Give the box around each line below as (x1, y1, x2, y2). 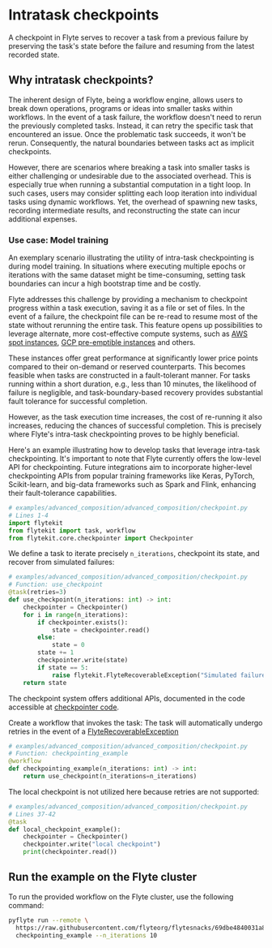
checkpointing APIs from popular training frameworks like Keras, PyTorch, (8, 471, 255, 480)
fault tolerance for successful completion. (8, 396, 148, 407)
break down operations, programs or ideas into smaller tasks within (8, 103, 233, 113)
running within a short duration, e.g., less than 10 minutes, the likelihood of (8, 379, 257, 389)
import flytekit (8, 519, 63, 527)
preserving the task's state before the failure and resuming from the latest (8, 41, 255, 50)
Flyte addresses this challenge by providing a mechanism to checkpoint (8, 295, 249, 304)
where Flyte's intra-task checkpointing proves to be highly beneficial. (8, 429, 240, 439)
